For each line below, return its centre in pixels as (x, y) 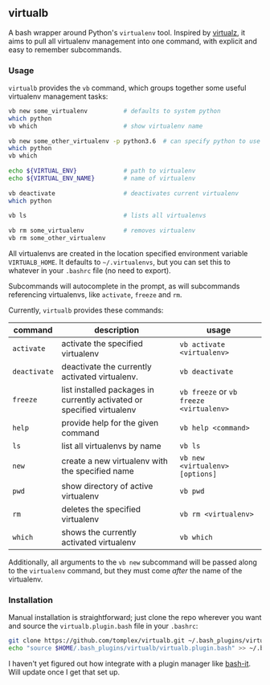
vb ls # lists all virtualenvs (107, 216)
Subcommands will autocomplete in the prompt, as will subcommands (124, 286)
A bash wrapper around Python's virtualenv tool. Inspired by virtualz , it (127, 32)
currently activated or (102, 399)
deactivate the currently (106, 366)
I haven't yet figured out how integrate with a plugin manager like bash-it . (130, 663)
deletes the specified (101, 509)
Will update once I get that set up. (64, 672)
